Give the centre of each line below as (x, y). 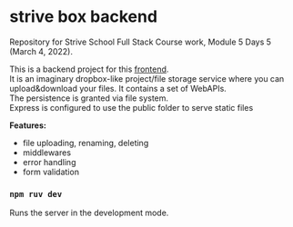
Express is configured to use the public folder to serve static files (131, 107)
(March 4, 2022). (41, 51)
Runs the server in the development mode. (89, 213)
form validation (51, 172)
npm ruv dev (36, 194)
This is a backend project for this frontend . (89, 69)
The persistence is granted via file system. (89, 98)
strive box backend (83, 17)
